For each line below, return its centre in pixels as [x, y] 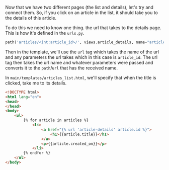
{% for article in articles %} [56, 120]
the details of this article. [31, 18]
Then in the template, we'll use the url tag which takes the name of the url [82, 52]
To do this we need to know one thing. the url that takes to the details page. [83, 28]
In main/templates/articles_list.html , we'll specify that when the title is [81, 77]
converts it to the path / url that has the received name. [62, 68]
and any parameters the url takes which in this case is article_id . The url [81, 57]
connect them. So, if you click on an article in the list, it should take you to [82, 13]
